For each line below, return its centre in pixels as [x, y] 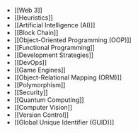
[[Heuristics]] [33, 18]
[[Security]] [31, 92]
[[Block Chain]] [36, 32]
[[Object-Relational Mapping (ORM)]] [68, 77]
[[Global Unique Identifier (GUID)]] [64, 122]
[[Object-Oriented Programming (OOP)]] [73, 40]
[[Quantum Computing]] [49, 100]
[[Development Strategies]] [54, 55]
